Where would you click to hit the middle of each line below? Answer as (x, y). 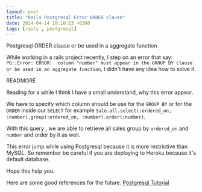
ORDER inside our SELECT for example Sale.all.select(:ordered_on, (89, 110)
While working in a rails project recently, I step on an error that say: (90, 57)
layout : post (23, 12)
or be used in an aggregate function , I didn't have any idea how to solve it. (101, 69)
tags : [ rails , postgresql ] (42, 29)
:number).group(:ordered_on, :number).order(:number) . (76, 117)
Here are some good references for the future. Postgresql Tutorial (88, 183)
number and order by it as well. (43, 135)
